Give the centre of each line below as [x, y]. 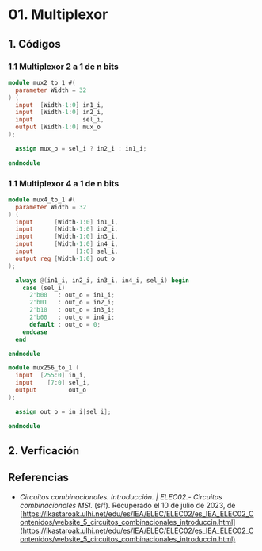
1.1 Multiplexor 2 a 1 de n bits [63, 67]
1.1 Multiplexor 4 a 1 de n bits [64, 183]
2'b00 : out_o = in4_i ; [72, 318]
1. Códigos [34, 44]
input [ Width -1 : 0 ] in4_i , [67, 244]
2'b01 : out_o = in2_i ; [72, 303]
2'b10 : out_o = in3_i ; [72, 310]
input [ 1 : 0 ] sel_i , [67, 251]
